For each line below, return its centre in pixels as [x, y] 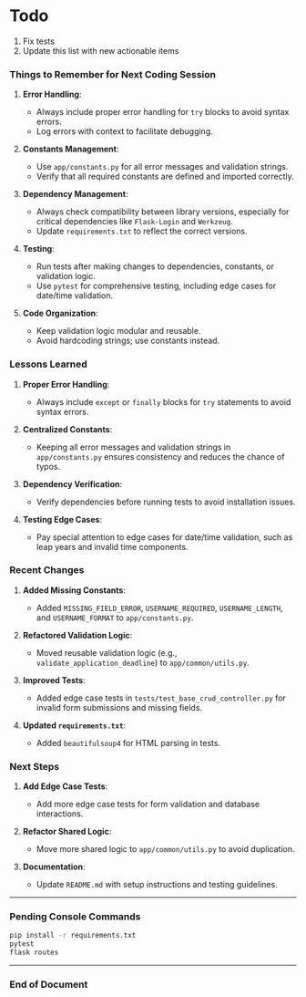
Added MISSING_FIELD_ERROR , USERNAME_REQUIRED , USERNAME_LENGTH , [160, 608]
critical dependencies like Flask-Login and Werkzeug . [135, 222]
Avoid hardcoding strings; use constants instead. [128, 341]
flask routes [34, 953]
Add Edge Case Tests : [65, 786]
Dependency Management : [75, 194]
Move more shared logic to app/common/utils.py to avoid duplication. [165, 849]
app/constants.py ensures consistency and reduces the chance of [160, 456]
